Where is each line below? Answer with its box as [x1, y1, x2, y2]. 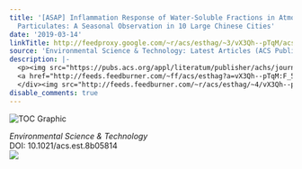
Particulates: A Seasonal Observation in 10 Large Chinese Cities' [17, 22, 276, 31]
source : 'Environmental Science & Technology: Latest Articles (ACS [9, 47, 271, 56]
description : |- [9, 55, 70, 64]
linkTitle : [9, 38, 50, 48]
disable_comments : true [9, 88, 99, 97]
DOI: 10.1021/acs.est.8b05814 [9, 140, 119, 151]
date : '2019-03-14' [9, 30, 83, 39]
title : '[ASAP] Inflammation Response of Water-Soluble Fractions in [9, 13, 276, 22]
